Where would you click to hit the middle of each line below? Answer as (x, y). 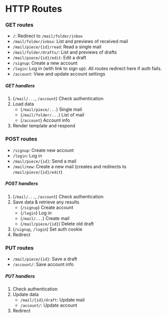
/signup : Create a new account (45, 63)
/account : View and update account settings (59, 74)
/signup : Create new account (43, 150)
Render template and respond (44, 126)
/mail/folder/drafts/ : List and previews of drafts (65, 52)
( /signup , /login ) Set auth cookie (47, 229)
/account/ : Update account (49, 305)
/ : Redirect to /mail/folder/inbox (48, 36)
